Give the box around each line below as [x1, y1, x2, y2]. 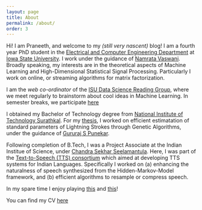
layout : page [6, 8, 39, 15]
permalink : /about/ [6, 20, 55, 26]
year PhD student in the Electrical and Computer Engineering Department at [6, 49, 195, 56]
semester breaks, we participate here [6, 99, 99, 106]
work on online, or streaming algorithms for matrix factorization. [6, 74, 165, 81]
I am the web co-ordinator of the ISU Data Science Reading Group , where [6, 86, 189, 94]
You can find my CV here [6, 197, 68, 204]
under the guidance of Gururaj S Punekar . [6, 130, 110, 137]
